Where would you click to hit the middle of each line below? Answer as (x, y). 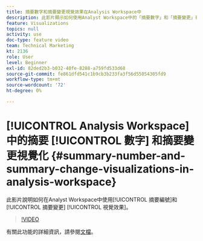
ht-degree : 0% (24, 91)
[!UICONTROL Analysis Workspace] (98, 126)
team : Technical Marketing (40, 46)
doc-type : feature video (37, 40)
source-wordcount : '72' (36, 85)
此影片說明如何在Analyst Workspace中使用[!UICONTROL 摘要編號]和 (92, 199)
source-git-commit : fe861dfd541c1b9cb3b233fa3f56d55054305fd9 (86, 74)
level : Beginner (27, 62)
